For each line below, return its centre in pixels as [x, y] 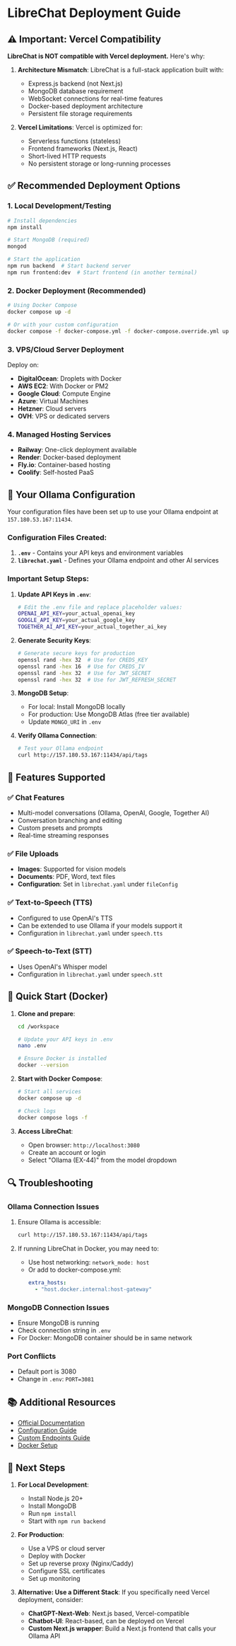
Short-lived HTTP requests [67, 156]
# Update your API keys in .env [65, 1039]
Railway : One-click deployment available [77, 450]
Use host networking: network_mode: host [89, 1262]
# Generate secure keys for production [76, 654]
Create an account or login [67, 1152]
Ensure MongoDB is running [58, 1323]
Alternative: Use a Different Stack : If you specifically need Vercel [113, 1592]
